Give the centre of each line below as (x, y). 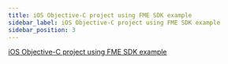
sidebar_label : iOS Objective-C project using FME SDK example (114, 23)
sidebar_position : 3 (42, 30)
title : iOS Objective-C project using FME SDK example (100, 15)
